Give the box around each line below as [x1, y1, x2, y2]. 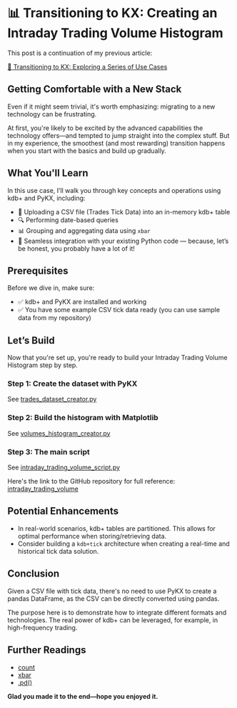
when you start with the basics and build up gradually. [7, 146, 166, 155]
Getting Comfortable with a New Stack [7, 83, 182, 96]
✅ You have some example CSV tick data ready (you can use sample [17, 306, 220, 314]
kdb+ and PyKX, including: [7, 194, 86, 202]
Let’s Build [7, 334, 55, 346]
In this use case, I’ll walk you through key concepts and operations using [7, 186, 221, 194]
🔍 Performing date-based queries [17, 215, 119, 224]
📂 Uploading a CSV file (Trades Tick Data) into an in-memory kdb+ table [17, 207, 231, 216]
